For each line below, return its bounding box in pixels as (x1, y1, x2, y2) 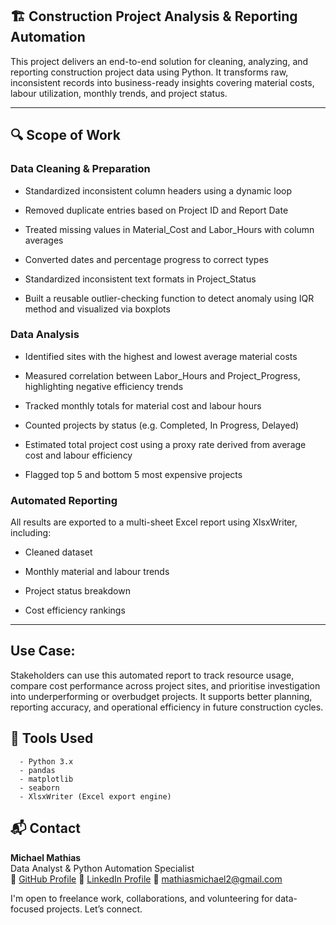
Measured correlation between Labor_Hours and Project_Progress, (24, 369, 301, 382)
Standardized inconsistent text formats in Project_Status (24, 273, 257, 285)
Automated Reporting (10, 493, 118, 507)
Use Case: (10, 643, 76, 660)
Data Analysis (10, 328, 80, 342)
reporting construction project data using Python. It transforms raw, (10, 66, 289, 78)
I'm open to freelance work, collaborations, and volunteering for (10, 892, 273, 904)
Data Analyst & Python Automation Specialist (10, 862, 195, 874)
